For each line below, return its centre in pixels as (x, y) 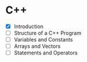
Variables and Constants (43, 40)
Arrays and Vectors (37, 46)
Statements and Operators (46, 53)
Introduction (29, 26)
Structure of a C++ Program (48, 33)
